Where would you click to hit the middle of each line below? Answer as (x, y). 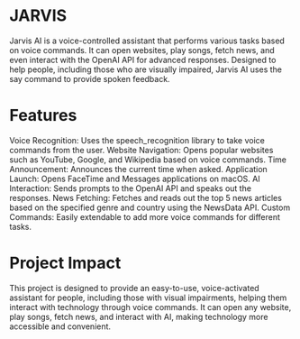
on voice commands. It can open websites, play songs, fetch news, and (142, 50)
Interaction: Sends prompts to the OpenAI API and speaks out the (131, 188)
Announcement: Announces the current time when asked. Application (138, 169)
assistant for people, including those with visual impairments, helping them (148, 298)
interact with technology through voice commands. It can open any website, (150, 307)
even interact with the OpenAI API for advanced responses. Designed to (143, 60)
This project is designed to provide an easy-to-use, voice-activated (134, 288)
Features (43, 116)
